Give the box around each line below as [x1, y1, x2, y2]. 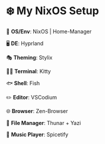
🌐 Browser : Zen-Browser [6, 107, 68, 114]
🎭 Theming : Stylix [6, 54, 53, 61]
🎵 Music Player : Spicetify [6, 131, 69, 138]
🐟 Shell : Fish [6, 79, 40, 86]
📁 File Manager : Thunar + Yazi [6, 119, 81, 126]
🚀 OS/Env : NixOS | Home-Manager [6, 27, 92, 35]
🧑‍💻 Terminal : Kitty [6, 67, 52, 74]
